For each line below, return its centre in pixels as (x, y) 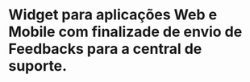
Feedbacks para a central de (105, 49)
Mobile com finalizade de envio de (125, 32)
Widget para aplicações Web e (113, 15)
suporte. (37, 66)
